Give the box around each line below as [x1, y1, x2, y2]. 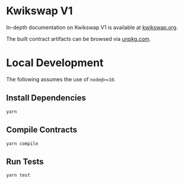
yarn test [6, 172, 31, 179]
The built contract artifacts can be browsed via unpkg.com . [6, 35, 151, 42]
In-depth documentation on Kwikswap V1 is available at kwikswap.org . [6, 24, 178, 31]
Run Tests [6, 156, 44, 167]
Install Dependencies [6, 93, 86, 103]
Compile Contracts [6, 125, 77, 135]
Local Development [6, 56, 104, 69]
